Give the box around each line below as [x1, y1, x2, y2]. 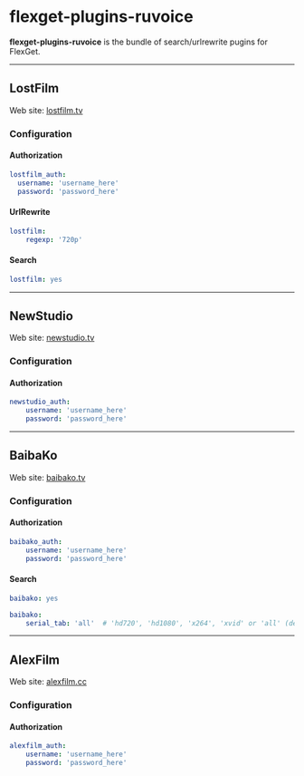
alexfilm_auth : [9, 742, 67, 751]
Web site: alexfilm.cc [9, 676, 88, 687]
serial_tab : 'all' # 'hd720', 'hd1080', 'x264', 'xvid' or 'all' [25, 618, 281, 627]
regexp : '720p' [25, 235, 83, 244]
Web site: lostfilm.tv [9, 104, 83, 115]
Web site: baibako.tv [9, 471, 86, 482]
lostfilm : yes [9, 275, 63, 284]
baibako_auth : [9, 538, 63, 547]
